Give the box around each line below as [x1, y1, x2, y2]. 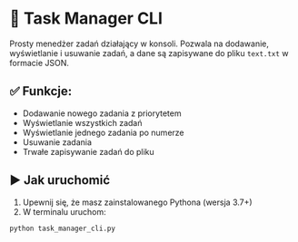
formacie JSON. [9, 57, 70, 68]
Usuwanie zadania [22, 136, 93, 148]
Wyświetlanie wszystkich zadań [22, 117, 143, 128]
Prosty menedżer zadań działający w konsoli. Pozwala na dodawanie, [9, 38, 270, 49]
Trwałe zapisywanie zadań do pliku [22, 146, 154, 157]
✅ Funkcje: [9, 83, 73, 99]
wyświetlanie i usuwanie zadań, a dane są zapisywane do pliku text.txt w [9, 47, 289, 58]
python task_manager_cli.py [9, 224, 116, 233]
